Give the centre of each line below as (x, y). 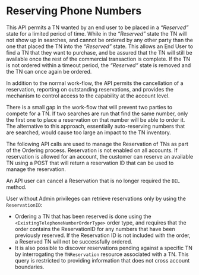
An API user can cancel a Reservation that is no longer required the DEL (93, 181)
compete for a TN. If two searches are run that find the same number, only (97, 113)
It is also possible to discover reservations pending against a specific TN (104, 248)
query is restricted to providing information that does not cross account (102, 260)
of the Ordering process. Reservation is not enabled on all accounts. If (92, 150)
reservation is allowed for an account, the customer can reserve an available (100, 156)
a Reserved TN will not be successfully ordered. (73, 241)
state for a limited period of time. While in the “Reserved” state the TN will (97, 33)
